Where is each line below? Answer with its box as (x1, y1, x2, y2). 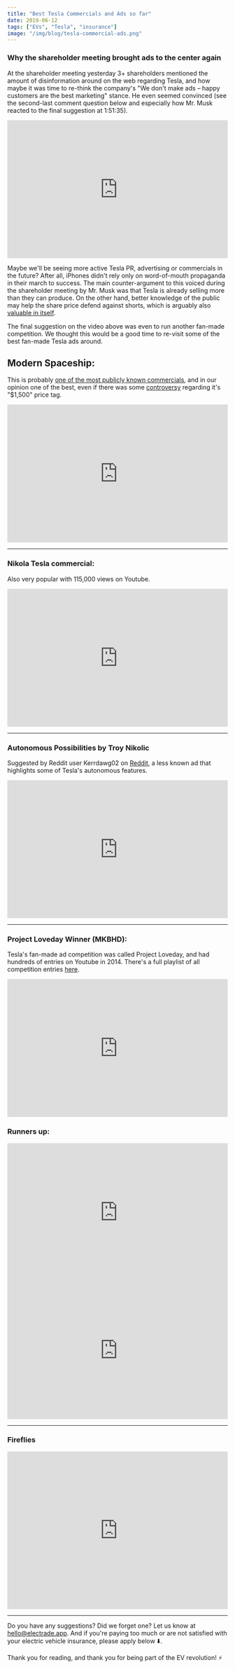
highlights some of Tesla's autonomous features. (7, 766, 148, 774)
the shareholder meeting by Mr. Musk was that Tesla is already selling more (7, 286, 225, 294)
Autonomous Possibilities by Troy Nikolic (7, 743, 150, 753)
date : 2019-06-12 (7, 17, 58, 24)
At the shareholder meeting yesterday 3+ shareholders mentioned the (7, 69, 208, 77)
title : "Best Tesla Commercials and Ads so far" (7, 10, 152, 18)
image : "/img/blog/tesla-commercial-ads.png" (7, 29, 142, 37)
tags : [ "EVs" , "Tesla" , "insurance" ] (7, 23, 117, 30)
